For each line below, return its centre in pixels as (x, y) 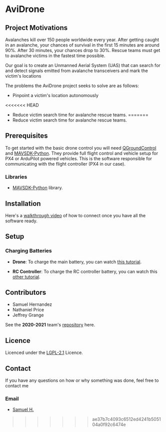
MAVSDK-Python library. (37, 188)
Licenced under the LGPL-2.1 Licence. (44, 353)
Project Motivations (36, 28)
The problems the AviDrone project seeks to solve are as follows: (72, 86)
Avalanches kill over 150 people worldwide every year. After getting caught (82, 40)
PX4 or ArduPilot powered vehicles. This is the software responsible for (79, 158)
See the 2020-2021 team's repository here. (50, 325)
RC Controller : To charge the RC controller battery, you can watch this (85, 271)
